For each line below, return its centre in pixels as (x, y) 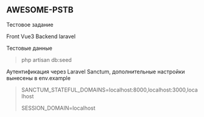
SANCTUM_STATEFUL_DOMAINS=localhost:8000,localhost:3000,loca (109, 90)
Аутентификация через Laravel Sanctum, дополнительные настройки (96, 72)
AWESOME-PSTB (40, 10)
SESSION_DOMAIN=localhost (58, 108)
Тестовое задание (30, 24)
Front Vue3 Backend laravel (41, 36)
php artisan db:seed (46, 59)
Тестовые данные (30, 48)
